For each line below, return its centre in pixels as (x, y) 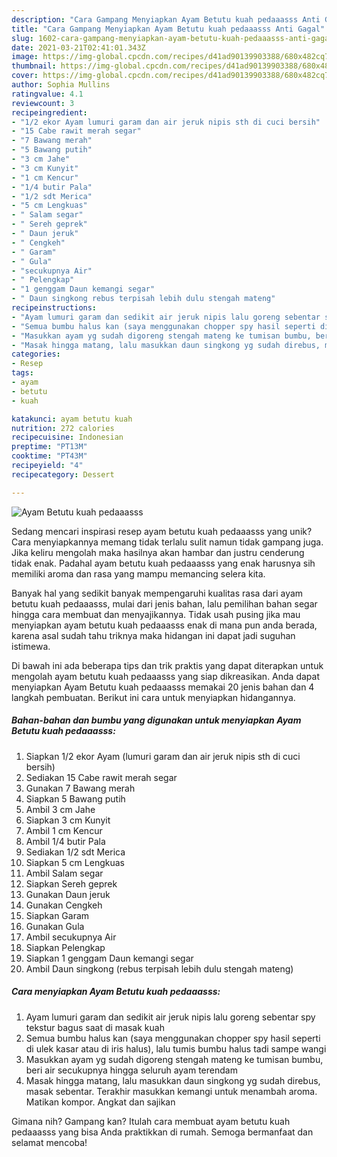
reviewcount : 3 (43, 103)
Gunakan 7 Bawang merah (80, 788)
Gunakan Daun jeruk (68, 894)
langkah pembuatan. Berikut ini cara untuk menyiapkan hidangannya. (153, 697)
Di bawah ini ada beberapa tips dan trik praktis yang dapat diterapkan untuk (167, 665)
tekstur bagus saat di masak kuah (95, 1027)
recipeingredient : (49, 112)
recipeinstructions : (54, 308)
